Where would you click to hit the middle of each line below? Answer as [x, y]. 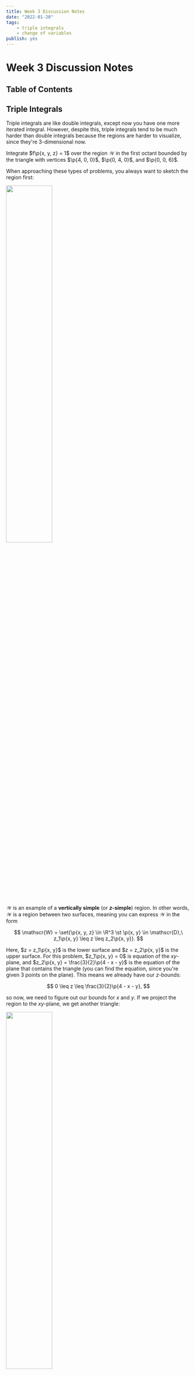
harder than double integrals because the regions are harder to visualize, [94, 136]
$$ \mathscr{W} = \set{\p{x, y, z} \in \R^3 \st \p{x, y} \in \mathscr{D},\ [98, 933]
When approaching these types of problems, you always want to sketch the [97, 171]
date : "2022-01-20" [30, 17]
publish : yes [22, 39]
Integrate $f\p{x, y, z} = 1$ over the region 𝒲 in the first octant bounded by [97, 153]
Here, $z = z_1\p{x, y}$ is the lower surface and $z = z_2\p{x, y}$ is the [92, 950]
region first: [20, 178]
